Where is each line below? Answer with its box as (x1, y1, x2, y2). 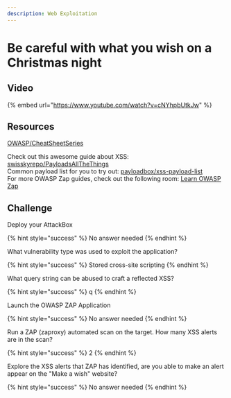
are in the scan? (7, 336, 53, 344)
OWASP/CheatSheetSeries (7, 139, 84, 148)
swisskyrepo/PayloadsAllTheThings (7, 160, 109, 168)
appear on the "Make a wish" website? (7, 370, 118, 378)
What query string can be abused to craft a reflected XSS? (7, 275, 175, 283)
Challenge (7, 202, 53, 214)
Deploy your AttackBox (7, 220, 73, 229)
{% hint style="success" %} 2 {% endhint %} (7, 349, 137, 357)
